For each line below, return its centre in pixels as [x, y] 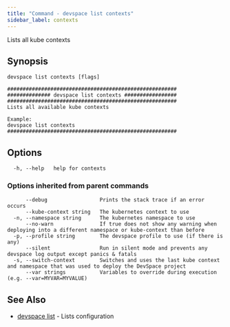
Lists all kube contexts [39, 39]
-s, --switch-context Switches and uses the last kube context [117, 260]
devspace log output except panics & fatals [72, 255]
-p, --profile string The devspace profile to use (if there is [118, 236]
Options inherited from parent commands [78, 186]
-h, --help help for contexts [60, 169]
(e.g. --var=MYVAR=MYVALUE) [48, 279]
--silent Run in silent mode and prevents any [116, 248]
